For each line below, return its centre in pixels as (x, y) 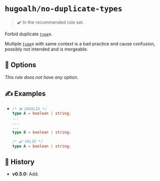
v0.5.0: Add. (25, 174)
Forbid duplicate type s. (29, 34)
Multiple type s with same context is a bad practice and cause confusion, (80, 43)
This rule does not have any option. (42, 77)
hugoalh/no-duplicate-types (64, 9)
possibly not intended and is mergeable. (46, 49)
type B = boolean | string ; (42, 132)
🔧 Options (20, 65)
